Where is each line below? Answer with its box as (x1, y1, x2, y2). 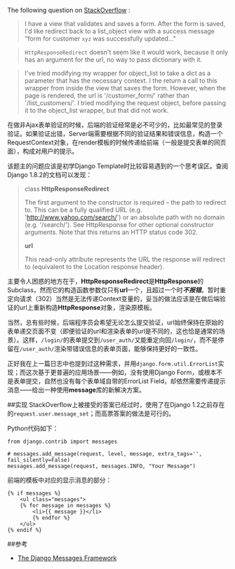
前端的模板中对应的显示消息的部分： (7, 476, 112, 484)
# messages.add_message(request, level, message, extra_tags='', (7, 451, 202, 458)
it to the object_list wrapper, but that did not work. (24, 107, 169, 114)
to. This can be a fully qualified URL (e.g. (24, 206, 142, 214)
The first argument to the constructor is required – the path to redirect (24, 198, 227, 206)
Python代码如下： (7, 424, 59, 432)
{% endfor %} (32, 514, 71, 521)
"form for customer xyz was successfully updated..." (24, 34, 177, 43)
